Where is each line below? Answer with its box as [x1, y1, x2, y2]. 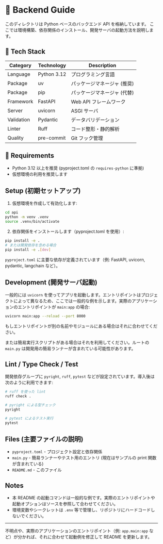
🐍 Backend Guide [5, 4, 75, 16]
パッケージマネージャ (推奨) [71, 80, 134, 87]
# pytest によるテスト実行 [5, 416, 54, 421]
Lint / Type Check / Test [5, 360, 79, 368]
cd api [5, 210, 18, 215]
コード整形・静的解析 [71, 126, 120, 132]
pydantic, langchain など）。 [5, 263, 61, 268]
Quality [7, 134, 24, 141]
